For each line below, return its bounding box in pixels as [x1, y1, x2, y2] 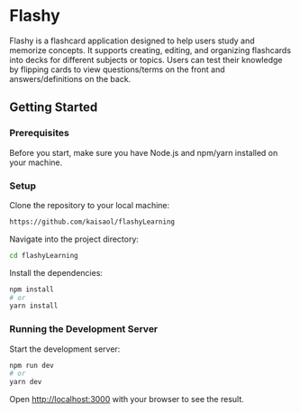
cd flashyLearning [9, 251, 78, 260]
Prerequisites [9, 127, 69, 140]
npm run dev [9, 361, 54, 370]
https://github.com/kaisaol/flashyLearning [9, 217, 176, 226]
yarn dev [9, 378, 42, 387]
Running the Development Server [9, 323, 159, 335]
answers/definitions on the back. [9, 73, 132, 84]
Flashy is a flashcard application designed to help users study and [9, 35, 255, 46]
